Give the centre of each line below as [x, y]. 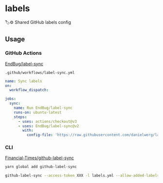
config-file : [40, 135]
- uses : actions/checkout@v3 [47, 121]
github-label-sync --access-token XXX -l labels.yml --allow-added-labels [82, 176]
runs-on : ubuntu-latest [38, 112]
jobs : [10, 99]
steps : [20, 117]
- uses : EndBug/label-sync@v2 [48, 126]
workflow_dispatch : [29, 90]
